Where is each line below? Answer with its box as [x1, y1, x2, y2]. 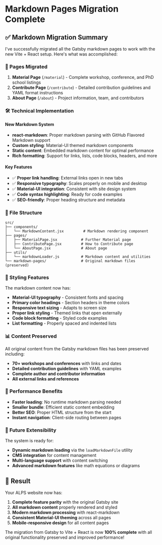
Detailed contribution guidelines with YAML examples [12, 365, 122, 371]
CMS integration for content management [12, 453, 97, 458]
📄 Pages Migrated [5, 63, 48, 70]
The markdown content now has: [5, 285, 71, 291]
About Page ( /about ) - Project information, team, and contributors [12, 95, 144, 101]
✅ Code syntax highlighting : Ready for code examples [12, 191, 123, 197]
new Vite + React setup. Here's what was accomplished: [5, 51, 118, 57]
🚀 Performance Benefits [5, 388, 63, 395]
